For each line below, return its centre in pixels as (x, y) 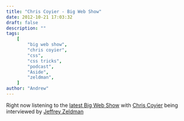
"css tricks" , (45, 61)
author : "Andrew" (28, 89)
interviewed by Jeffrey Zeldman (45, 111)
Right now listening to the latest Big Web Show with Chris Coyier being (92, 105)
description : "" (26, 28)
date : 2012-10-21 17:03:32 (39, 17)
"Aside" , (38, 72)
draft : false (22, 22)
